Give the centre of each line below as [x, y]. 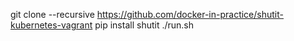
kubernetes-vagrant [51, 25]
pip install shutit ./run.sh [144, 25]
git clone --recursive [52, 14]
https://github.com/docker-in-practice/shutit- [190, 14]
